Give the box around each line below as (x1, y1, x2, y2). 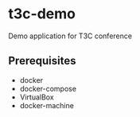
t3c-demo (8, 5, 76, 23)
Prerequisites (8, 54, 76, 68)
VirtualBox (19, 92, 54, 102)
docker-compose (19, 84, 77, 93)
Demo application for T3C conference (8, 31, 133, 41)
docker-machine (19, 100, 74, 110)
